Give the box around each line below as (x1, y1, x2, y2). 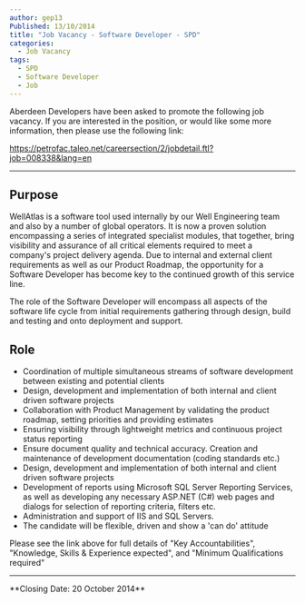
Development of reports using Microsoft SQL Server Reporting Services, (22, 482, 293, 493)
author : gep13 (9, 13, 64, 23)
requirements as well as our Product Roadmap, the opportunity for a (9, 260, 264, 271)
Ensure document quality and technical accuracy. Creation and (22, 443, 259, 454)
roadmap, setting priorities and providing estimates (22, 414, 214, 425)
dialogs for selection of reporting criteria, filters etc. (22, 501, 216, 512)
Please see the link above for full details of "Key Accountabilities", (9, 538, 256, 549)
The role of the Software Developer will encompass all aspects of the (9, 296, 268, 307)
